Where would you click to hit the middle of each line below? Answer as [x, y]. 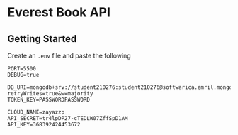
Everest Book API [59, 12]
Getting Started [42, 39]
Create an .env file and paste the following [69, 55]
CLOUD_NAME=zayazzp [36, 112]
